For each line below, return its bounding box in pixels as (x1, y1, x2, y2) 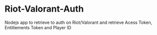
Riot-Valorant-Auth (4, 3, 84, 15)
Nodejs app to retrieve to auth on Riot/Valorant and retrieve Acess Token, (4, 19, 153, 25)
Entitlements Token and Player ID (4, 24, 72, 30)
